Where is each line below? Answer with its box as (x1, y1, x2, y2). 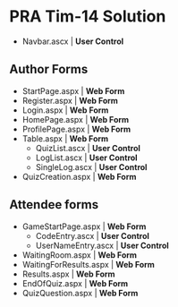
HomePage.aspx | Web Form (21, 114, 130, 124)
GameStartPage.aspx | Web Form (21, 221, 147, 232)
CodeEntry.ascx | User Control (35, 230, 150, 241)
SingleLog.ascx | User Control (35, 161, 148, 172)
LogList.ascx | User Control (35, 152, 138, 163)
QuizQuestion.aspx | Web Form (21, 287, 139, 298)
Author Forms (9, 62, 89, 77)
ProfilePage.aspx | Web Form (21, 124, 131, 134)
